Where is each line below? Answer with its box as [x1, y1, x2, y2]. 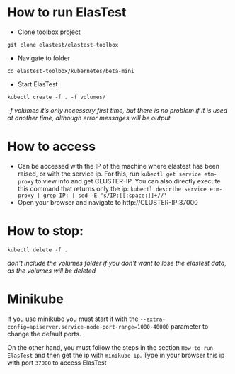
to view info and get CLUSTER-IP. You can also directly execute [35, 176, 221, 185]
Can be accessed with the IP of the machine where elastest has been [17, 161, 220, 170]
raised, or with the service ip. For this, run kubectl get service [17, 169, 202, 178]
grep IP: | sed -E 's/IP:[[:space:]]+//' [43, 192, 168, 199]
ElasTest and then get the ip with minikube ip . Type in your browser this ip [7, 351, 225, 359]
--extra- [139, 316, 166, 323]
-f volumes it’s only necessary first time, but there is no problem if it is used [7, 106, 228, 114]
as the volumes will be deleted [7, 266, 96, 275]
